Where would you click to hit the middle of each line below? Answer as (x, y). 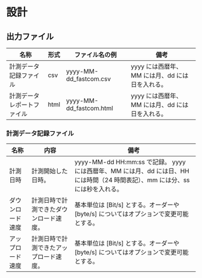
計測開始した (50, 171)
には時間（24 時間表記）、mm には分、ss (132, 180)
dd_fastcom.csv (88, 79)
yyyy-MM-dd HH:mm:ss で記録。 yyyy (130, 162)
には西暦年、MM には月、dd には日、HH (132, 171)
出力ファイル (30, 36)
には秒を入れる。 (99, 189)
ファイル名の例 (96, 55)
